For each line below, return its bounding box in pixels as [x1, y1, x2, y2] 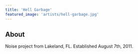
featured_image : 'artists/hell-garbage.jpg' [5, 12, 99, 17]
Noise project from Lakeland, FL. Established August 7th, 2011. [5, 43, 134, 50]
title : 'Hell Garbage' [5, 7, 52, 12]
